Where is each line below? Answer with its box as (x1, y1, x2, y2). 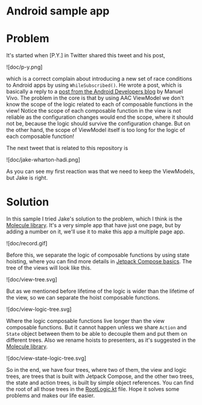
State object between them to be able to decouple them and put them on (6, 330, 188, 337)
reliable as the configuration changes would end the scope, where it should (6, 113, 194, 121)
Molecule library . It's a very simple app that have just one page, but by (6, 222, 181, 229)
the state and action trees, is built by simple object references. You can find (6, 379, 194, 386)
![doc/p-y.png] (6, 63, 43, 71)
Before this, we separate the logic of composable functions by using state (6, 251, 190, 259)
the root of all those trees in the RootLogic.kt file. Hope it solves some (6, 386, 180, 393)
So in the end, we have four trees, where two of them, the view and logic (6, 366, 187, 374)
